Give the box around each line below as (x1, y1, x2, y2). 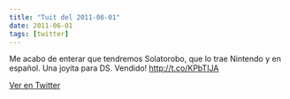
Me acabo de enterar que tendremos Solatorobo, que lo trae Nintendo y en (9, 54, 281, 65)
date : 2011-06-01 (9, 21, 73, 30)
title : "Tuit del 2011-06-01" (9, 12, 121, 22)
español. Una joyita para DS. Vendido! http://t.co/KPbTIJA (9, 63, 219, 73)
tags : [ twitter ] (9, 29, 69, 38)
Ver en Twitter (9, 80, 61, 91)
